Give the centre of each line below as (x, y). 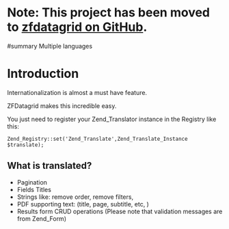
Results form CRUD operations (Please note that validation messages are (120, 211)
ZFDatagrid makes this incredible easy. (62, 106)
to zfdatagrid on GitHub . (77, 27)
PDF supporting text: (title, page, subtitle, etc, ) (83, 204)
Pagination (32, 182)
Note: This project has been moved (109, 13)
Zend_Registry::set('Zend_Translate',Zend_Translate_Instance (97, 139)
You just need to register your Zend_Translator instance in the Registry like (112, 119)
